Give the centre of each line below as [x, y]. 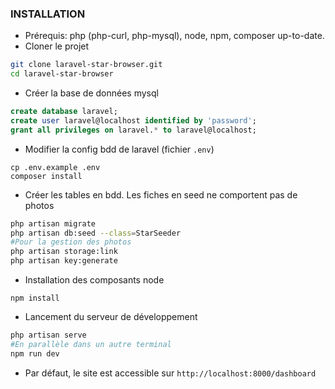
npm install [35, 298]
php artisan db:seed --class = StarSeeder [96, 233]
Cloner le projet [57, 46]
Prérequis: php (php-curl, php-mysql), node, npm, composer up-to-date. [174, 36]
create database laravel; [64, 112]
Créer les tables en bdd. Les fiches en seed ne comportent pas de [161, 194]
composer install [46, 176]
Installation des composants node [94, 280]
